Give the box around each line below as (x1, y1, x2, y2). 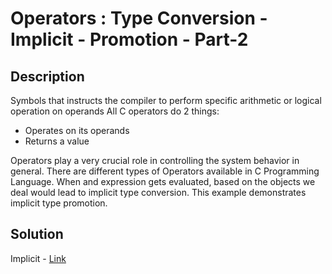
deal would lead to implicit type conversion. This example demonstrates (10, 187, 307, 198)
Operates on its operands (24, 125, 130, 136)
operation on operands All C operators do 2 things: (10, 105, 220, 117)
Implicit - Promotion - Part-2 (10, 28, 249, 51)
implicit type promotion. (10, 197, 108, 209)
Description (10, 68, 85, 85)
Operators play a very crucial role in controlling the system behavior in (10, 155, 300, 166)
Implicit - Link (10, 252, 67, 264)
